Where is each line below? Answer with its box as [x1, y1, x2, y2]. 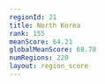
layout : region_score [9, 62, 89, 71]
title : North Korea [9, 21, 81, 30]
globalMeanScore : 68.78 [9, 45, 97, 54]
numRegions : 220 [9, 53, 69, 62]
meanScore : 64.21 [9, 37, 73, 46]
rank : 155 [9, 29, 46, 38]
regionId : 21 [9, 12, 57, 22]
